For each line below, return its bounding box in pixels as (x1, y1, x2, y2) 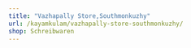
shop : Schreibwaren (8, 27, 75, 35)
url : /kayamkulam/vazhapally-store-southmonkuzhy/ (8, 20, 184, 28)
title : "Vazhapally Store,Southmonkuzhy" (8, 11, 151, 20)
